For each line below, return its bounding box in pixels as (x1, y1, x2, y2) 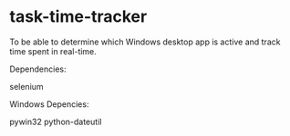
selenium (9, 81, 44, 92)
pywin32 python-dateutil (9, 116, 102, 127)
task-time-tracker (9, 6, 148, 27)
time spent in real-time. (9, 45, 98, 56)
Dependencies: (9, 63, 67, 74)
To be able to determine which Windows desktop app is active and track (9, 36, 281, 47)
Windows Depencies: (9, 98, 89, 110)
